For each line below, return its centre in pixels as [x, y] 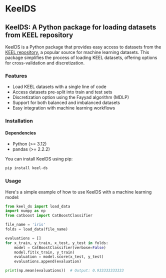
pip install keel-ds [27, 168]
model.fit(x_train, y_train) [44, 252]
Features [16, 75]
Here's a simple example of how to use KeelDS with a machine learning [78, 192]
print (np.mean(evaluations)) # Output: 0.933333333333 [64, 270]
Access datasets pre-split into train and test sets [62, 92]
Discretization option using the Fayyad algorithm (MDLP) [70, 97]
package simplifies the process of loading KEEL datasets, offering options [81, 57]
